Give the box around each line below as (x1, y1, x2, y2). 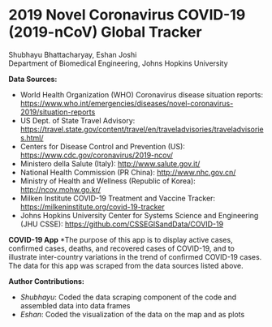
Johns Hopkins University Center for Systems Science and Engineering (19, 210, 259, 220)
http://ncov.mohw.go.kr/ (19, 184, 101, 194)
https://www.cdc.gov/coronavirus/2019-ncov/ (19, 150, 173, 160)
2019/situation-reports (19, 107, 96, 117)
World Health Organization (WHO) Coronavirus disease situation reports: (19, 89, 264, 99)
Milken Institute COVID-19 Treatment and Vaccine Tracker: (19, 193, 216, 203)
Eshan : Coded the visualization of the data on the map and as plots (19, 309, 245, 319)
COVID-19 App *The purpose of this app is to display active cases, (8, 234, 233, 244)
